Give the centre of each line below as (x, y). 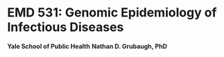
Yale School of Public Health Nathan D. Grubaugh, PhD (87, 46)
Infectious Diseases (66, 27)
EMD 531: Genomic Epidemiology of (112, 13)
